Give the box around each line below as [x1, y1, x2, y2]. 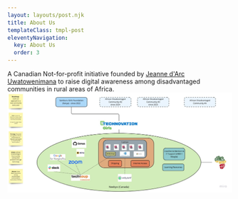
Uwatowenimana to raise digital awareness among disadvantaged [7, 77, 201, 86]
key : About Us [14, 41, 56, 49]
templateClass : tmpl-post [7, 26, 84, 34]
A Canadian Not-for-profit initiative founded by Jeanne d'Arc [7, 70, 185, 78]
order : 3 [14, 49, 40, 56]
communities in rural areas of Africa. [7, 85, 115, 93]
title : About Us [7, 19, 56, 26]
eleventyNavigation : [7, 34, 69, 41]
